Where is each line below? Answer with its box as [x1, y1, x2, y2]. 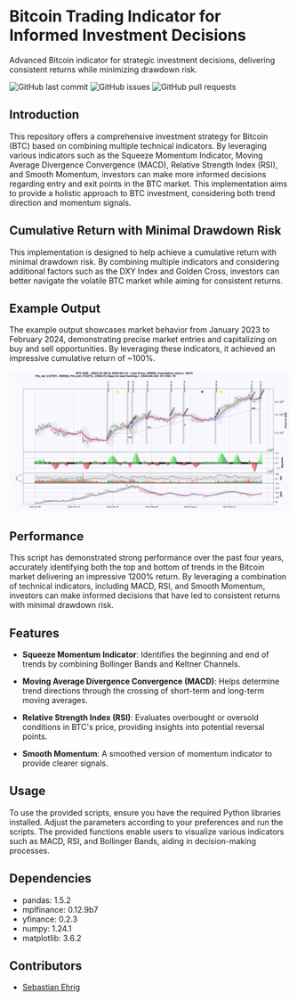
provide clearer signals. [21, 758, 108, 768]
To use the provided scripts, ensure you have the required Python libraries [9, 807, 282, 817]
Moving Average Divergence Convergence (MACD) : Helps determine [21, 676, 280, 686]
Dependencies [9, 871, 92, 886]
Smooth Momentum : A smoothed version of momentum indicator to [21, 749, 273, 759]
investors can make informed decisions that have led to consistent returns [9, 590, 281, 601]
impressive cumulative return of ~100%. [9, 353, 156, 364]
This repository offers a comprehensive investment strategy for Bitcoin [9, 131, 269, 142]
